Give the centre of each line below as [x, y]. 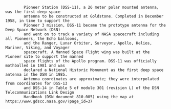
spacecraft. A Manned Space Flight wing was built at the [87, 52]
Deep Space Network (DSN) [33, 30]
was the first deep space [33, 12]
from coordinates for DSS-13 [36, 83]
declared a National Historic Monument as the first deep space [94, 70]
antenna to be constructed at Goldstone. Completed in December [94, 16]
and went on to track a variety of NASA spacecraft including [91, 34]
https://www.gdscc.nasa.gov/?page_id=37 [49, 101]
